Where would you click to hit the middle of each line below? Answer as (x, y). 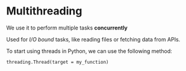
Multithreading (44, 11)
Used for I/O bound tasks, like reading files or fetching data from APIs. (93, 39)
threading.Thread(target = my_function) (58, 62)
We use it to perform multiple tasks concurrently (67, 28)
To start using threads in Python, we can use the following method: (89, 51)
